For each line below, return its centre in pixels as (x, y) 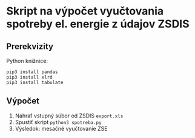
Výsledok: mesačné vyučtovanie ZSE (61, 128)
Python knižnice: (27, 61)
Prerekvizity (30, 46)
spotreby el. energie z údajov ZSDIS (98, 24)
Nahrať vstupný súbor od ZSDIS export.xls (69, 116)
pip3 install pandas (32, 72)
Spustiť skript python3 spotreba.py (58, 122)
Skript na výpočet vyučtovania (85, 11)
